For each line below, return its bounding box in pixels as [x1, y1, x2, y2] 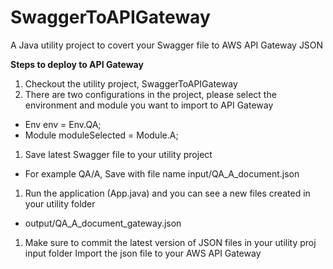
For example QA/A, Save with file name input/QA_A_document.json [24, 167, 300, 180]
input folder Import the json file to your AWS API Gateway [24, 247, 262, 259]
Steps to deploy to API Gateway [10, 58, 144, 70]
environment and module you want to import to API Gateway [24, 99, 274, 111]
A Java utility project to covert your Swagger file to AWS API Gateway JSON [10, 39, 324, 51]
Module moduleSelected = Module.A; [24, 129, 179, 141]
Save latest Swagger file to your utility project [24, 148, 213, 160]
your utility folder [24, 197, 96, 210]
